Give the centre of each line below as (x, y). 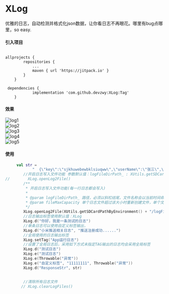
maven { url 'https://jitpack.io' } (70, 71)
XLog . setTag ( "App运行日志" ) (51, 240)
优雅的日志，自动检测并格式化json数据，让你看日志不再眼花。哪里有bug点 (82, 23)
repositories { (39, 62)
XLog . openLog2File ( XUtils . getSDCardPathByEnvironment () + (85, 212)
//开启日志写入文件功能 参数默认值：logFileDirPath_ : (76, 174)
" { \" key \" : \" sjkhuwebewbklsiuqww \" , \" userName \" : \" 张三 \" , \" (99, 170)
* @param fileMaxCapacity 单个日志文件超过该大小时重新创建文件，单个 (93, 202)
